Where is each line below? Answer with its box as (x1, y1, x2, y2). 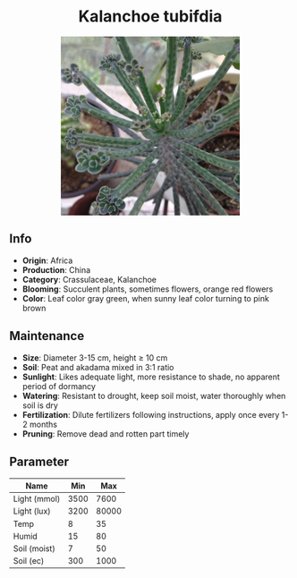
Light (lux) (13, 506, 51, 516)
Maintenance (9, 328, 85, 344)
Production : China (21, 264, 91, 275)
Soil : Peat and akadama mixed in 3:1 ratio (21, 361, 174, 372)
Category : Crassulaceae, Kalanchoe (21, 274, 157, 285)
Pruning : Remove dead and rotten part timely (21, 428, 190, 439)
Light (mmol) (13, 494, 61, 505)
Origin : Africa (21, 255, 73, 266)
